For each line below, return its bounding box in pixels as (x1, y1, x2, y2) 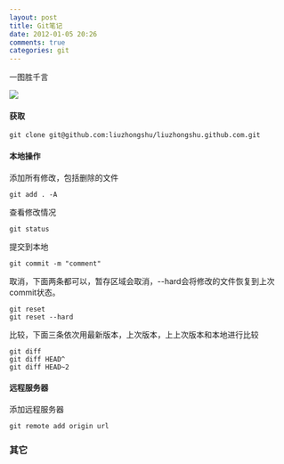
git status (9, 224, 50, 233)
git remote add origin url (9, 421, 110, 430)
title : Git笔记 (9, 21, 63, 30)
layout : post (9, 12, 58, 22)
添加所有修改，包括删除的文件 (9, 172, 118, 183)
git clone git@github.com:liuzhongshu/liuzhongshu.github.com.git (9, 131, 261, 140)
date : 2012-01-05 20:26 (9, 29, 98, 38)
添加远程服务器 (9, 403, 64, 414)
